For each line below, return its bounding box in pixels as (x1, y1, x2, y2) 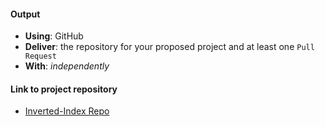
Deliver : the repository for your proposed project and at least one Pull (24, 41, 315, 53)
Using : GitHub (24, 30, 84, 42)
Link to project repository (10, 83, 118, 95)
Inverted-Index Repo (24, 105, 110, 117)
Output (10, 8, 41, 20)
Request (24, 51, 57, 62)
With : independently (24, 60, 110, 72)
